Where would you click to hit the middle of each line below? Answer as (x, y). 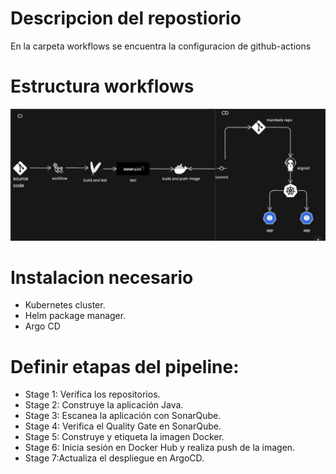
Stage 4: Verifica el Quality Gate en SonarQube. (123, 426)
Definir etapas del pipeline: (125, 366)
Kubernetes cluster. (65, 305)
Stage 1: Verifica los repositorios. (92, 394)
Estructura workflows (102, 86)
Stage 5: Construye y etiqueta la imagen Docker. (124, 437)
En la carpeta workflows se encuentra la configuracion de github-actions (161, 46)
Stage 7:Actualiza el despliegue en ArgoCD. (114, 458)
